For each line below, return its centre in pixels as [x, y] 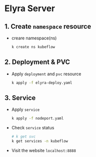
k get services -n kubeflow [40, 141]
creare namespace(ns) [34, 38]
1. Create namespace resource [48, 26]
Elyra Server [30, 9]
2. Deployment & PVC [37, 62]
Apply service [25, 109]
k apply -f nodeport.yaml [37, 119]
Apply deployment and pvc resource [46, 74]
